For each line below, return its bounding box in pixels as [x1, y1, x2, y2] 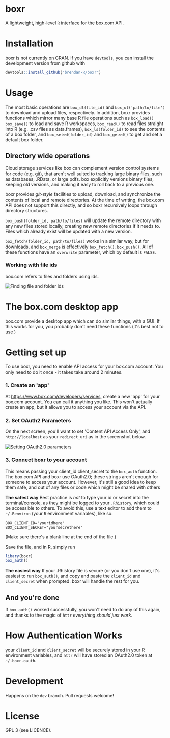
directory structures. [5, 207, 48, 213]
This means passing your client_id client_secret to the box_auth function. [5, 468, 157, 474]
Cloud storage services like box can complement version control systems [5, 165, 159, 171]
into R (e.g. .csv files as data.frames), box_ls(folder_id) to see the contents [5, 126, 165, 132]
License [5, 710, 40, 722]
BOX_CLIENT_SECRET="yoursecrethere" [5, 525, 83, 530]
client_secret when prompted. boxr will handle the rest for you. [5, 578, 140, 584]
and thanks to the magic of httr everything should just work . [5, 612, 133, 618]
